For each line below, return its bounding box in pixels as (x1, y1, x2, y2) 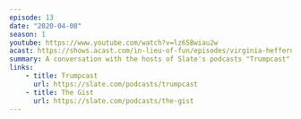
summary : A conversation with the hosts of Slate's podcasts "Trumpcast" (9, 55, 291, 64)
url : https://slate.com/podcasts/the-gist (32, 96, 194, 106)
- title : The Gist (25, 88, 94, 97)
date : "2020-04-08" (9, 21, 82, 30)
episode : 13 (9, 13, 54, 22)
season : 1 (9, 30, 47, 38)
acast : (9, 47, 34, 55)
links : (9, 64, 34, 72)
